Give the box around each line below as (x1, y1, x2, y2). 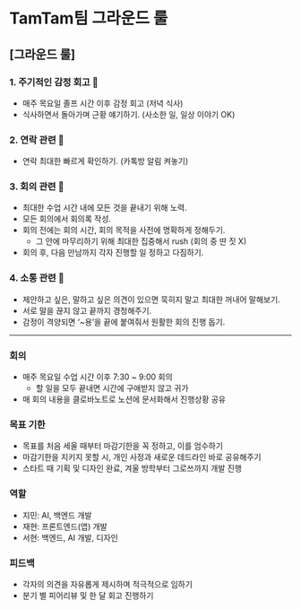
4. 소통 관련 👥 (9, 272, 65, 284)
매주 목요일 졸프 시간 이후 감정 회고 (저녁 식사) (21, 98, 184, 109)
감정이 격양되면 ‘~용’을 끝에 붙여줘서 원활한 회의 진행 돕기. (21, 316, 226, 327)
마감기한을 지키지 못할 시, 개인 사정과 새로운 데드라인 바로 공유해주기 (21, 452, 262, 463)
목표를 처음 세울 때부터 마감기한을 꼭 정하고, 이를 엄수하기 (21, 440, 224, 451)
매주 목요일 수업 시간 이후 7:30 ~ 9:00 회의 (21, 371, 173, 382)
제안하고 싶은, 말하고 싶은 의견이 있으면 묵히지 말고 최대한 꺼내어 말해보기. (21, 293, 280, 305)
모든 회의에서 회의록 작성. (21, 213, 112, 224)
